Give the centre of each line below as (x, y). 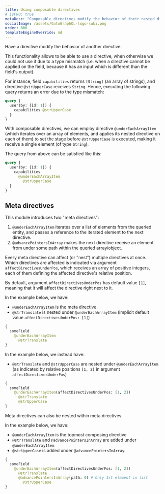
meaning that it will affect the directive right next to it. (59, 288)
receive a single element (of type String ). (47, 144)
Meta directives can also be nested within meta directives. (64, 415)
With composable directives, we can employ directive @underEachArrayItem (81, 129)
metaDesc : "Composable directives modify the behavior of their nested (80, 19)
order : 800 (16, 28)
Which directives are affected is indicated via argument (61, 263)
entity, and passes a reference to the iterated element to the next (78, 232)
